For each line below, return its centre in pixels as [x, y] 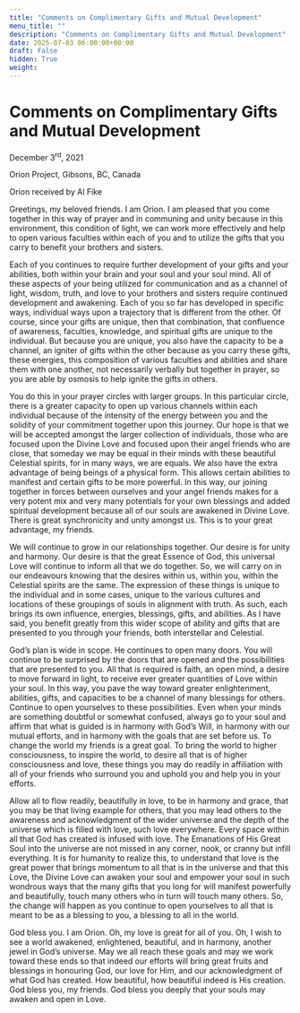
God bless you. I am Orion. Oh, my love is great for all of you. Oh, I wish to [146, 932]
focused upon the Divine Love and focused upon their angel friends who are [150, 444]
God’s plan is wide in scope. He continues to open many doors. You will [141, 650]
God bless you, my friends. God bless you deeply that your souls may [137, 990]
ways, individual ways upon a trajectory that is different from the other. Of [146, 312]
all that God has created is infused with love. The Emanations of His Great [145, 839]
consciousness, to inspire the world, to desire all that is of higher [129, 755]
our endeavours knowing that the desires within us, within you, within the [144, 576]
